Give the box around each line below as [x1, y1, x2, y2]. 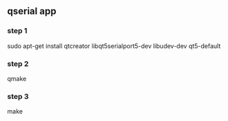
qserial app [7, 5, 57, 17]
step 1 [7, 26, 28, 36]
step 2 [7, 58, 29, 68]
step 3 [7, 91, 29, 101]
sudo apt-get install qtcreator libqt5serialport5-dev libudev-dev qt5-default [7, 41, 221, 50]
